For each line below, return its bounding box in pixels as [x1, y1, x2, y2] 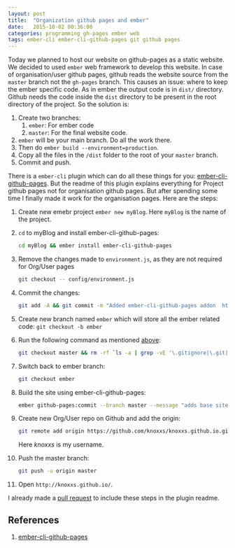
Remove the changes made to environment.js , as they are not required [17, 255, 222, 263]
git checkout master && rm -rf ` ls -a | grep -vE [17, 349, 166, 356]
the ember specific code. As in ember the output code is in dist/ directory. [8, 85, 224, 94]
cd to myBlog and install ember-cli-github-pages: [17, 229, 159, 237]
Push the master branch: [17, 454, 90, 463]
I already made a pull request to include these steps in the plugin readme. [8, 494, 220, 503]
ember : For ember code [28, 121, 94, 129]
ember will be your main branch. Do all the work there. [17, 136, 172, 144]
